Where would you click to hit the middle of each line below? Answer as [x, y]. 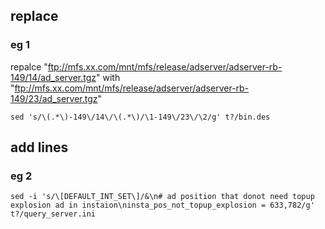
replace [34, 16]
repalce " [29, 66]
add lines [39, 147]
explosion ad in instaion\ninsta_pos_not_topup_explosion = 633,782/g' [162, 205]
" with [108, 77]
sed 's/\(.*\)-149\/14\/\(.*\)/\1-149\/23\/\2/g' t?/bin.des [140, 117]
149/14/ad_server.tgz [53, 77]
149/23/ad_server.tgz [54, 98]
